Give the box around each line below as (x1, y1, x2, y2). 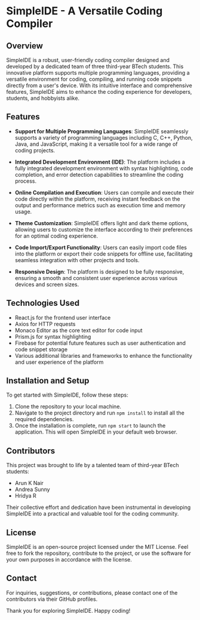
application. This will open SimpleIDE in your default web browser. (14, 428, 178, 435)
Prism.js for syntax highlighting (14, 333, 91, 340)
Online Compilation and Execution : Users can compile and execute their (14, 189, 195, 196)
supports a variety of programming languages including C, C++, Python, (14, 134, 193, 141)
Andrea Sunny (14, 486, 50, 493)
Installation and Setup (6, 376, 90, 386)
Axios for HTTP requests (14, 320, 76, 327)
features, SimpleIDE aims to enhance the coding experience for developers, (6, 88, 192, 95)
